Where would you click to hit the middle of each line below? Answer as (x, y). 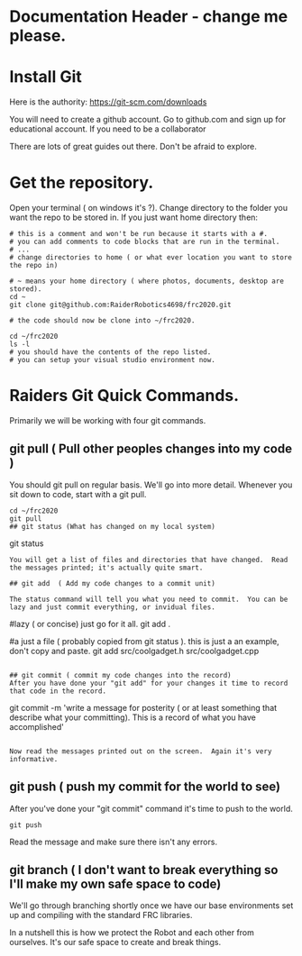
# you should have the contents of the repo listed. (110, 352)
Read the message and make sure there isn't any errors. (114, 842)
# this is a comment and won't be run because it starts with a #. (139, 234)
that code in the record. (58, 691)
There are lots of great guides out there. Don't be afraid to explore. (133, 147)
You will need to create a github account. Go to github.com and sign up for (148, 120)
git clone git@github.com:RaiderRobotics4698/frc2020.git (120, 305)
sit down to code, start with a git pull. (78, 494)
